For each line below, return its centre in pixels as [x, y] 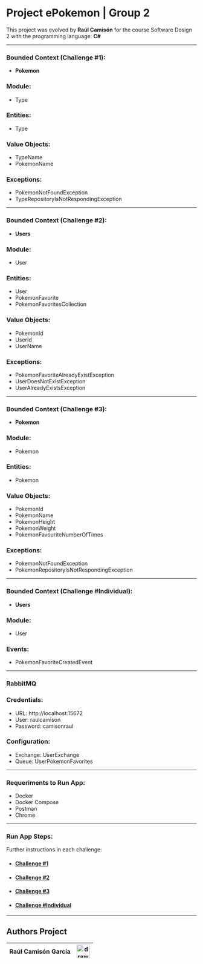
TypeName [29, 157]
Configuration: [28, 742]
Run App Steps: [30, 837]
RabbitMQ [21, 684]
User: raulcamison [38, 719]
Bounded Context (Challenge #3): [57, 409]
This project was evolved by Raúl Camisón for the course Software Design [99, 30]
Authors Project [37, 932]
